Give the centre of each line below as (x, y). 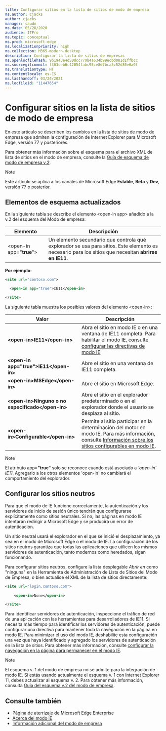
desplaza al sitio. (101, 413)
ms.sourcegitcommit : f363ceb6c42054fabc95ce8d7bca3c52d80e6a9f (72, 65)
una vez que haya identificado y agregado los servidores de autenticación (81, 640)
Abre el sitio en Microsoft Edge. (118, 384)
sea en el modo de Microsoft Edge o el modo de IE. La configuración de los (82, 541)
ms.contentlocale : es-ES (31, 74)
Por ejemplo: (19, 271)
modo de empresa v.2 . (28, 162)
